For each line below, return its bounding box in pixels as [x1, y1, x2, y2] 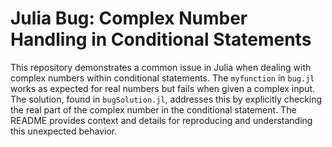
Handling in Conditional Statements [10, 28, 312, 51]
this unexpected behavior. [10, 125, 118, 137]
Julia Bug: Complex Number [10, 7, 248, 30]
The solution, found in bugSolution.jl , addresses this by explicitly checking [10, 93, 323, 105]
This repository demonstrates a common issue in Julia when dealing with [10, 61, 312, 73]
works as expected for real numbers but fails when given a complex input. [10, 82, 315, 94]
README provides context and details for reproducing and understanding [10, 114, 313, 126]
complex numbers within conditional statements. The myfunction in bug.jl [10, 72, 315, 84]
